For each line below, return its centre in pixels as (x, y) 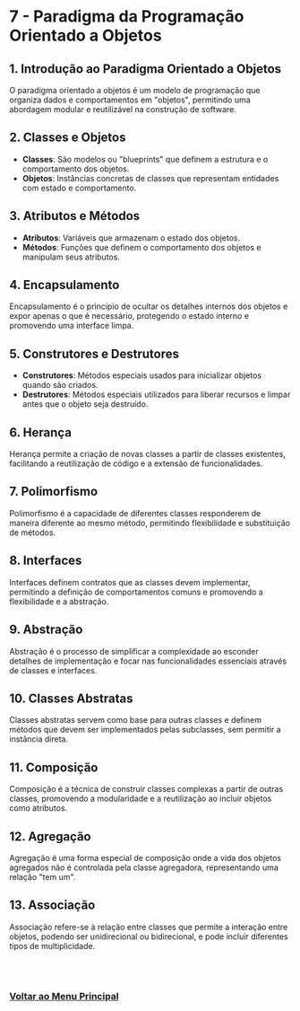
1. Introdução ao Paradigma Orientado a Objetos (146, 69)
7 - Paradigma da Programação (127, 17)
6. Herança (40, 432)
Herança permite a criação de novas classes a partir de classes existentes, (148, 454)
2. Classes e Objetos (68, 138)
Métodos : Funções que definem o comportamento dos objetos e (141, 247)
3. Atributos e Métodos (75, 216)
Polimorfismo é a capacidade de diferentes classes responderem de (135, 513)
